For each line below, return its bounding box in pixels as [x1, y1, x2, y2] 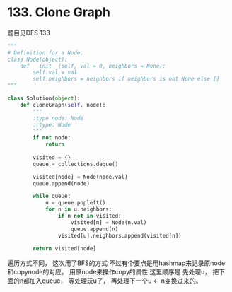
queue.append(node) [33, 180, 91, 187]
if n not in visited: [57, 213, 122, 220]
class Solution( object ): [7, 95, 81, 103]
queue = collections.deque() [33, 160, 119, 168]
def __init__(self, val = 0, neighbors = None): [20, 62, 166, 69]
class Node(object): [7, 56, 69, 63]
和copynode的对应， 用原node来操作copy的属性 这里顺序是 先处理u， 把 [7, 268, 219, 276]
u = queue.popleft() [45, 199, 106, 206]
